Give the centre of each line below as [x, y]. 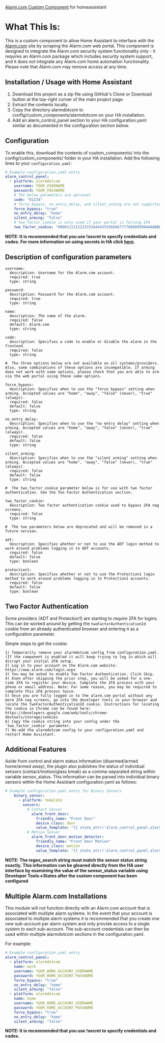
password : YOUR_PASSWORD [39, 191]
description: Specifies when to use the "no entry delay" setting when [84, 423]
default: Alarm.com [29, 324]
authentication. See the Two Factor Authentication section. [69, 492]
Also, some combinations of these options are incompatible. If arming [80, 368]
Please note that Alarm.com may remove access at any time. [66, 66]
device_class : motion [58, 846]
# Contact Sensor [45, 809]
